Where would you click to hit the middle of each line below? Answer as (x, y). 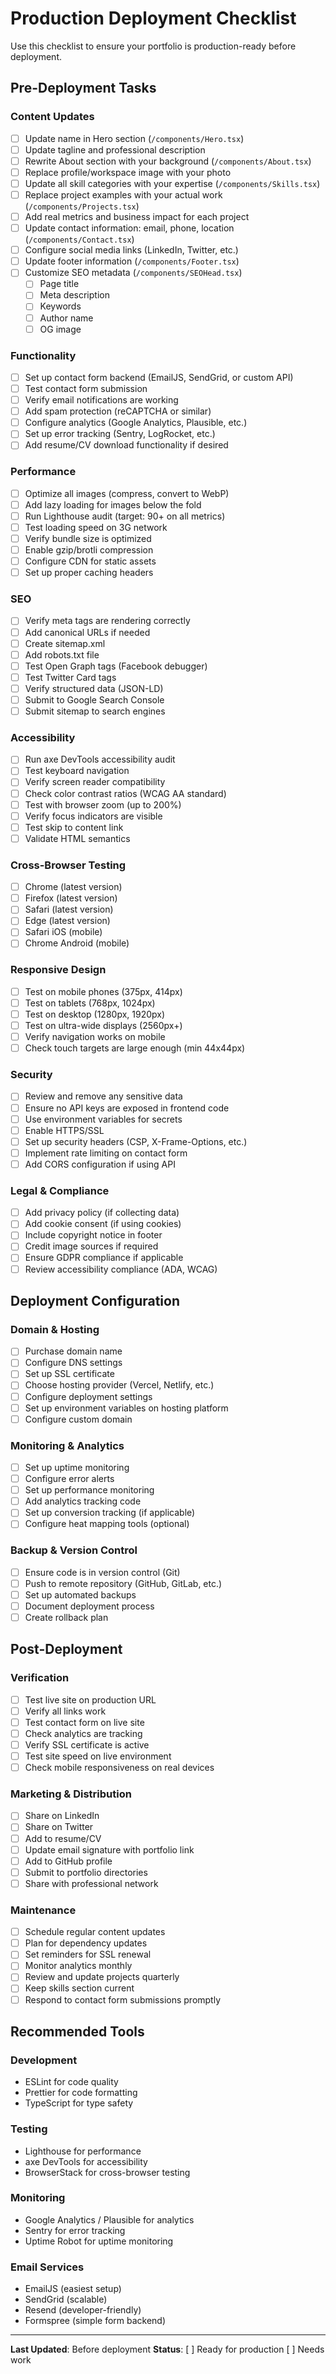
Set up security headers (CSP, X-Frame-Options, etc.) (136, 1141)
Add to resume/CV (63, 1838)
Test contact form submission (86, 388)
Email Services (47, 2267)
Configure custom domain (78, 1419)
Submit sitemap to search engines (95, 711)
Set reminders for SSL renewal (88, 1954)
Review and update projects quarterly (102, 1977)
